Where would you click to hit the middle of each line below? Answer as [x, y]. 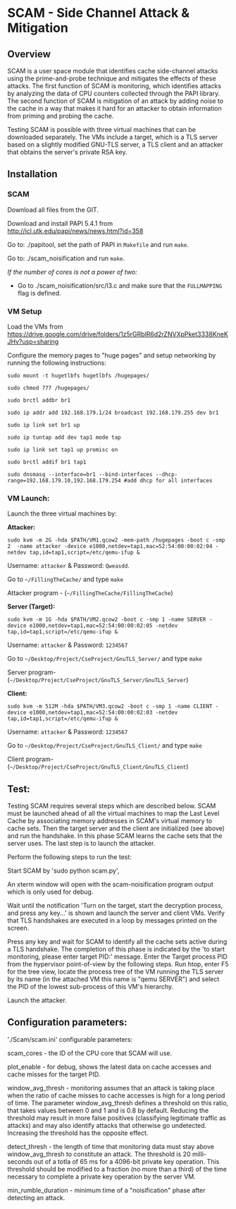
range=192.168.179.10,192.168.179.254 [64, 480]
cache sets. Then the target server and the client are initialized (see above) [116, 828]
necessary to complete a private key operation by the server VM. [101, 1177]
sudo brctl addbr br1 [39, 400]
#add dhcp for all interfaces [168, 480]
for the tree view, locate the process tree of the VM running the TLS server [116, 972]
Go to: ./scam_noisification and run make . [66, 258]
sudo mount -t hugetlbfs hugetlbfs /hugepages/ [79, 375]
